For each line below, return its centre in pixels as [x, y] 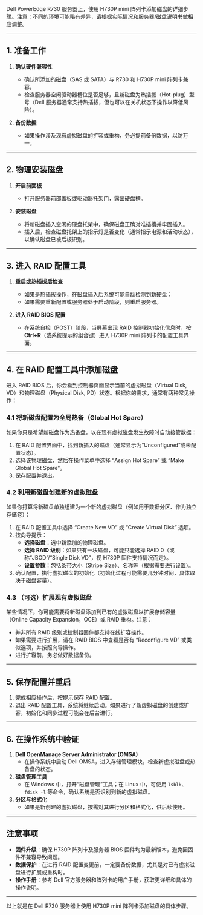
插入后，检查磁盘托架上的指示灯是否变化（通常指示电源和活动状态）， [110, 232]
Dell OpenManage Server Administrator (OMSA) [76, 754]
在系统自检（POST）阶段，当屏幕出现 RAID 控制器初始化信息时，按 [108, 328]
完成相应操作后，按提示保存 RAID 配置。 [65, 697]
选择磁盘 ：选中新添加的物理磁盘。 [66, 542]
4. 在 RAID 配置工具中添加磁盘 [62, 370]
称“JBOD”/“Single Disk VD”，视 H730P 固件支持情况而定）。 [98, 557]
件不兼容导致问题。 [39, 857]
